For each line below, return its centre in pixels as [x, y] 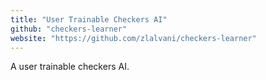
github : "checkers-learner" [69, 29]
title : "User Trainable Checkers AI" [89, 19]
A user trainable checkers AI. [70, 67]
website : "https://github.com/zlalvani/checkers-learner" [133, 38]
